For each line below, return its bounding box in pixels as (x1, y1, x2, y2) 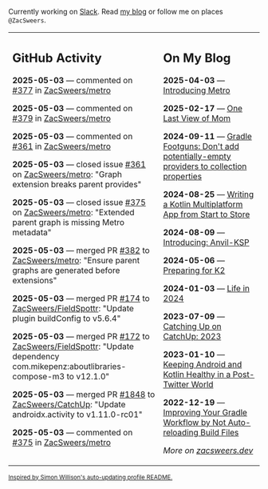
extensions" (12, 275, 57, 286)
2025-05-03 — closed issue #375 (12, 196, 146, 207)
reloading (163, 427, 199, 438)
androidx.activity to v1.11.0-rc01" (12, 408, 143, 419)
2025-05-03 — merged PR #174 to (12, 292, 150, 303)
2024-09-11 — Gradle (163, 130, 253, 142)
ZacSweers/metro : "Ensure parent (12, 255, 140, 266)
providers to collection (163, 160, 247, 171)
